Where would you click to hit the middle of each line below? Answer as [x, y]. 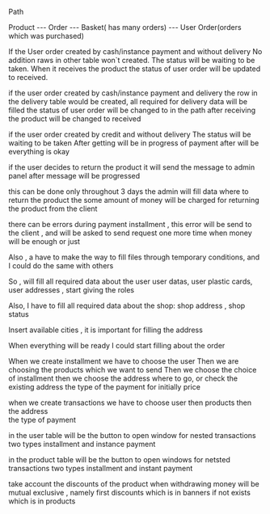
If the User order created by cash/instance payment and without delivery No [135, 51]
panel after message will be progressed [74, 176]
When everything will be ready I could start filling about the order [117, 345]
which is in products [42, 501]
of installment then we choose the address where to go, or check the [123, 378]
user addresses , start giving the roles [72, 290]
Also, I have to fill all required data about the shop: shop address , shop [127, 305]
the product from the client [53, 209]
